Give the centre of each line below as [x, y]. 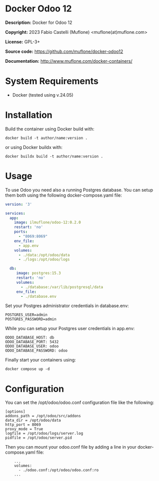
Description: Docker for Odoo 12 [39, 22]
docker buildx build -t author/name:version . [54, 156]
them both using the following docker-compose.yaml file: [64, 195]
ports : [21, 232]
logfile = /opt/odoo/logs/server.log [44, 434]
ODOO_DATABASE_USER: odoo [32, 347]
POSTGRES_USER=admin [27, 315]
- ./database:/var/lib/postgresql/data [62, 287]
